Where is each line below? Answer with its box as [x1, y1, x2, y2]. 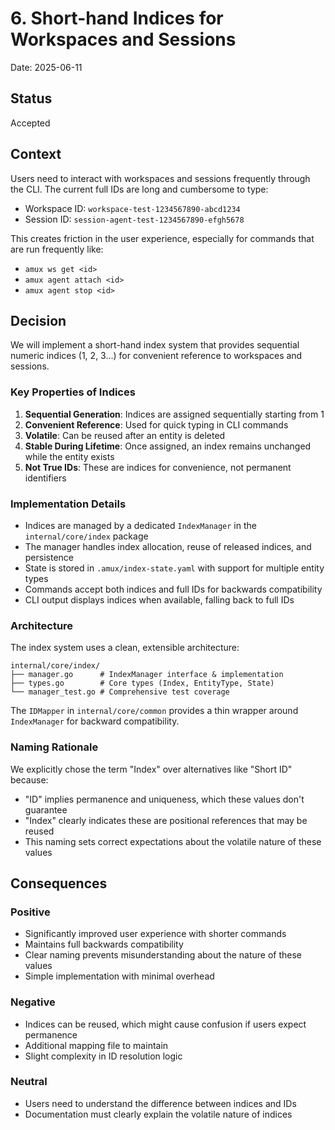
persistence [24, 551, 75, 563]
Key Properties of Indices [10, 385, 136, 399]
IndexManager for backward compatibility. [10, 715, 180, 727]
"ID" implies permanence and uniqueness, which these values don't [24, 793, 305, 805]
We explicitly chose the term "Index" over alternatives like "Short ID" [10, 763, 293, 775]
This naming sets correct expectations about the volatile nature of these [24, 835, 322, 847]
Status [10, 90, 53, 107]
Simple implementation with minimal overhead [24, 970, 215, 982]
